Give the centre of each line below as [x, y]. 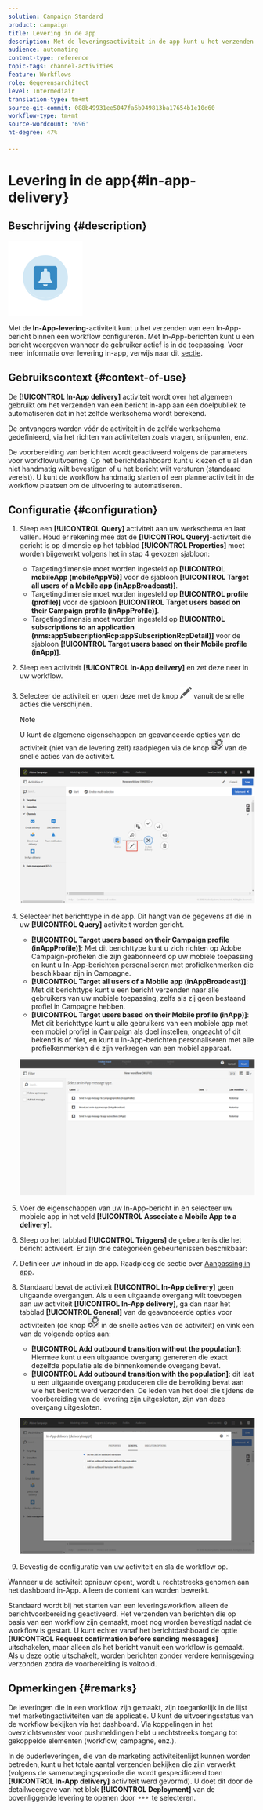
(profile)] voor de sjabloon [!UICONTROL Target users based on [136, 602]
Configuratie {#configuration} [83, 510]
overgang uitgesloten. [66, 1407]
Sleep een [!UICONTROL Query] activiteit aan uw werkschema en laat [133, 529]
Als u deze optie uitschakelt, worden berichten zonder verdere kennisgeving [131, 1655]
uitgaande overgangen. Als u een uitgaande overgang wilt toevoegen [131, 1295]
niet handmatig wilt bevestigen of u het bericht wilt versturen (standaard [124, 469]
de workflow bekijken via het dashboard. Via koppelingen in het [110, 1724]
